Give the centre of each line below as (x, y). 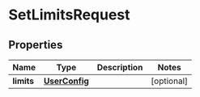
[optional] (170, 81)
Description (120, 67)
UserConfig (66, 81)
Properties (36, 45)
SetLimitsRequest (70, 15)
